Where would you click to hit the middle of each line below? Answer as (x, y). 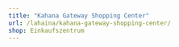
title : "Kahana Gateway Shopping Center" (79, 16)
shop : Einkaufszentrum (46, 30)
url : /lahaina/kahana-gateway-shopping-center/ (90, 23)
